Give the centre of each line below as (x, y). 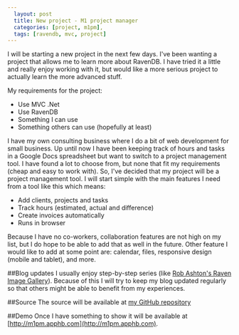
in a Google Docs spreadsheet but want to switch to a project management (117, 156)
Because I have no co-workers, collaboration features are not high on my (115, 237)
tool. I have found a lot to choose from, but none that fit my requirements (114, 164)
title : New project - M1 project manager (76, 21)
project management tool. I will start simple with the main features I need (114, 179)
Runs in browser (42, 223)
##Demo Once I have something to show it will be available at (97, 316)
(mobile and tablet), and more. (52, 259)
